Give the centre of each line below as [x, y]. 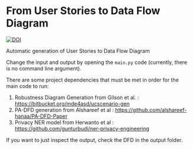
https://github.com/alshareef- [151, 110]
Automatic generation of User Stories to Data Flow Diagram [78, 50]
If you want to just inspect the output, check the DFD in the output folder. [94, 140]
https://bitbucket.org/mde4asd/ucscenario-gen [72, 103]
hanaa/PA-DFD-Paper [41, 116]
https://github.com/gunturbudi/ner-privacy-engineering [82, 128]
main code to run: [27, 86]
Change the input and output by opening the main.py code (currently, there [97, 62]
